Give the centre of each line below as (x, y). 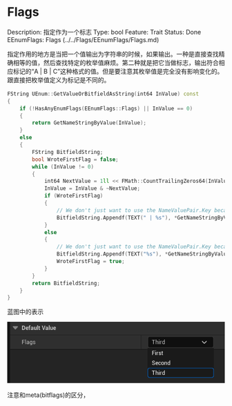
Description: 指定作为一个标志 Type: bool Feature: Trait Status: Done (104, 32)
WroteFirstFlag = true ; (91, 262)
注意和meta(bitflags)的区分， (48, 395)
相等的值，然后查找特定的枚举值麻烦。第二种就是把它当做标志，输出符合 (116, 62)
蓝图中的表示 (25, 312)
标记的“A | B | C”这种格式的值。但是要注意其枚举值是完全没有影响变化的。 (118, 71)
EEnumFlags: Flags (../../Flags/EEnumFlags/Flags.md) (83, 39)
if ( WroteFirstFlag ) (74, 196)
